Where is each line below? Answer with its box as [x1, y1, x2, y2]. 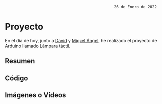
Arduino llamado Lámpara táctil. [5, 43, 71, 49]
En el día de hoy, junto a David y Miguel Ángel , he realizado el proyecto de [5, 37, 157, 43]
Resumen [5, 57, 35, 65]
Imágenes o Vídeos [5, 91, 66, 99]
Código [5, 74, 28, 82]
